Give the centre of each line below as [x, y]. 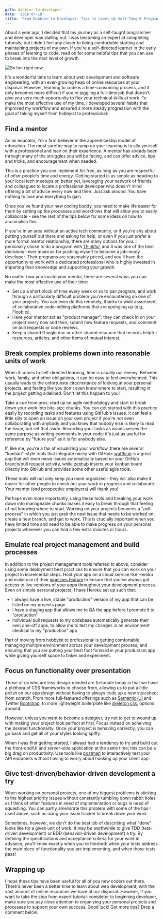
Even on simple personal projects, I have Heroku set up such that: [71, 590]
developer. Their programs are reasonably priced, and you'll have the [74, 257]
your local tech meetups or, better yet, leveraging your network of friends [78, 181]
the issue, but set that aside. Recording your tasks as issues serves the [76, 429]
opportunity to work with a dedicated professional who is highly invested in [80, 262]
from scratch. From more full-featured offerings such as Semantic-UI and [78, 698]
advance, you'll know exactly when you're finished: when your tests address [81, 844]
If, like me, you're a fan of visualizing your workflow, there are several [74, 448]
